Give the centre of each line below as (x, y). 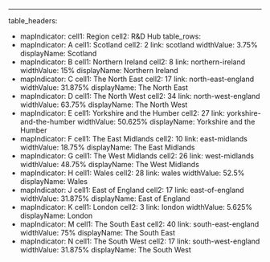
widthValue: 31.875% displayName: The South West (105, 250)
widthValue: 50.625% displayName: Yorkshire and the (166, 122)
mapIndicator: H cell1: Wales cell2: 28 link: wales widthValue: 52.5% (132, 173)
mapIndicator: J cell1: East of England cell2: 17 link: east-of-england (132, 190)
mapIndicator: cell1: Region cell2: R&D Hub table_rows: (110, 36)
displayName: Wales (54, 181)
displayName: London (56, 215)
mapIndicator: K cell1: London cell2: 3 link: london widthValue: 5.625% (136, 207)
